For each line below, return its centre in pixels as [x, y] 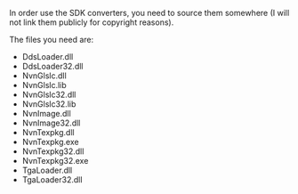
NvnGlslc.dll [44, 76]
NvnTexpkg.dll [48, 132]
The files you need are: [52, 40]
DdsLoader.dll [48, 57]
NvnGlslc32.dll [49, 94]
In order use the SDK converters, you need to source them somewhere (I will [149, 13]
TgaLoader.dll [47, 170]
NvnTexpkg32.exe [55, 161]
